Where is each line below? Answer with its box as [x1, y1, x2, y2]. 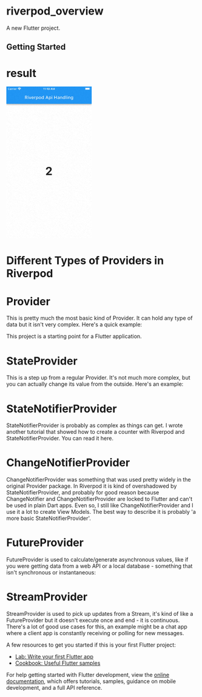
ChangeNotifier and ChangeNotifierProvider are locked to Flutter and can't [6, 496, 193, 503]
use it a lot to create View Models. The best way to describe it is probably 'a [6, 508, 196, 516]
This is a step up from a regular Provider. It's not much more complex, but [6, 374, 190, 382]
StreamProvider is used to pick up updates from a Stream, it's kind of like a [6, 610, 194, 618]
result [6, 66, 36, 80]
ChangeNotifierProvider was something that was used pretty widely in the [6, 476, 191, 483]
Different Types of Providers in [6, 254, 164, 268]
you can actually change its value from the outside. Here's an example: [6, 380, 184, 388]
